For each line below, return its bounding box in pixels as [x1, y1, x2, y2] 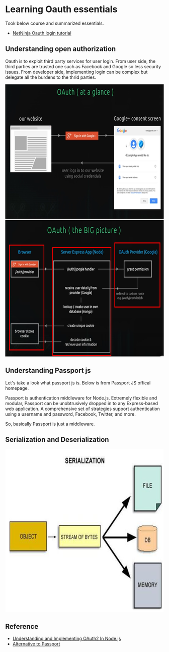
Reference [5, 622, 39, 631]
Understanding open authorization [5, 44, 116, 54]
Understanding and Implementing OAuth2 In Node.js [12, 635, 121, 642]
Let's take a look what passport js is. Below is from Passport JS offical [5, 380, 151, 386]
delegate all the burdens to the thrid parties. [5, 74, 97, 80]
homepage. [5, 385, 29, 391]
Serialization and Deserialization [5, 435, 109, 444]
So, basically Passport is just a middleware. [5, 421, 95, 427]
